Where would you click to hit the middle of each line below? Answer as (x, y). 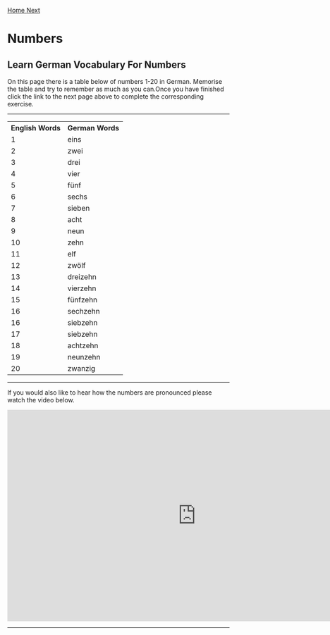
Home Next (24, 10)
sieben (79, 208)
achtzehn (83, 346)
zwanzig (81, 368)
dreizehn (82, 277)
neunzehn (84, 357)
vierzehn (82, 288)
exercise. (20, 104)
